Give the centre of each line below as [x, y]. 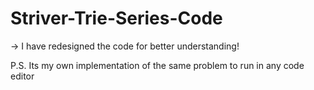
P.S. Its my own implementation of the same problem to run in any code [157, 65]
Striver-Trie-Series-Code [116, 18]
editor [22, 76]
